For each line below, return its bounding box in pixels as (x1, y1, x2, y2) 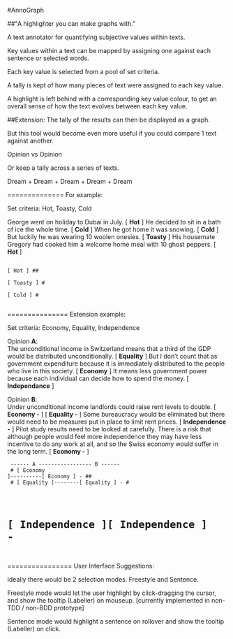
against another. (7, 136, 54, 145)
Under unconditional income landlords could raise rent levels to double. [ (7, 403, 216, 411)
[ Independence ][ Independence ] (7, 518, 208, 531)
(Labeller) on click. (7, 625, 61, 633)
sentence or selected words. (7, 54, 89, 62)
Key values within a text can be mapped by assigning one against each (7, 47, 211, 55)
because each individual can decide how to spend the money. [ (7, 374, 190, 382)
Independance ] (7, 382, 54, 390)
